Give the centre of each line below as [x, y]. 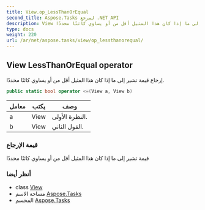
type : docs [20, 29]
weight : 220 [21, 35]
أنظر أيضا [19, 174]
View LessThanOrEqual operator [70, 65]
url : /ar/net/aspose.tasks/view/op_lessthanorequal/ [75, 40]
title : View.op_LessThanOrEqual [47, 12]
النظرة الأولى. [69, 116]
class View [29, 187]
